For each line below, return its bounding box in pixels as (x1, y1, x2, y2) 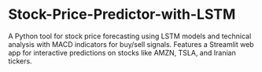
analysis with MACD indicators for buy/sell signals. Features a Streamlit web (8, 39, 254, 49)
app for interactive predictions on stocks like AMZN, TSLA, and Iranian (8, 48, 236, 57)
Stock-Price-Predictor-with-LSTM (8, 5, 236, 23)
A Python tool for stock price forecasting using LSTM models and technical (8, 31, 252, 41)
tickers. (8, 56, 33, 66)
